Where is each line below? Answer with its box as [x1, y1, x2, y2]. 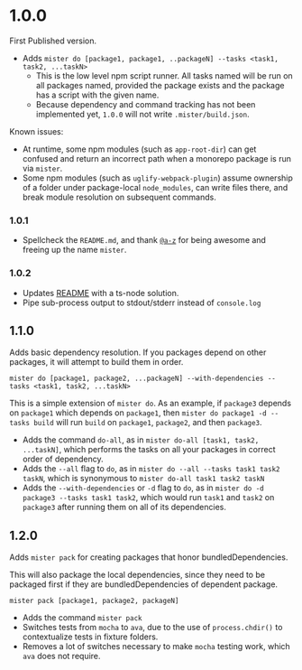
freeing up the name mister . [22, 245, 127, 256]
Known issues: [9, 126, 64, 136]
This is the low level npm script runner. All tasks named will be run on [35, 70, 293, 81]
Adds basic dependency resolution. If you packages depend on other [9, 347, 267, 358]
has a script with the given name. [35, 89, 160, 100]
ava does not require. [22, 651, 101, 662]
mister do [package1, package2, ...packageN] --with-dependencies [9, 374, 264, 384]
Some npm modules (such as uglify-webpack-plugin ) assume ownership [22, 172, 293, 183]
